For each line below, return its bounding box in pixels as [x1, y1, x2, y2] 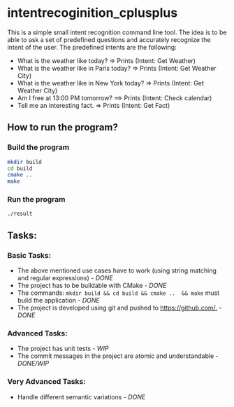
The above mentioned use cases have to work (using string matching [17, 266, 217, 275]
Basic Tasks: [7, 250, 51, 260]
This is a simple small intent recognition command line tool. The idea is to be [7, 28, 227, 36]
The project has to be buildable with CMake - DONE [17, 282, 167, 290]
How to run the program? [7, 121, 119, 134]
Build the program [7, 142, 70, 152]
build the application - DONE [17, 296, 100, 305]
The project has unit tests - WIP [17, 345, 109, 353]
